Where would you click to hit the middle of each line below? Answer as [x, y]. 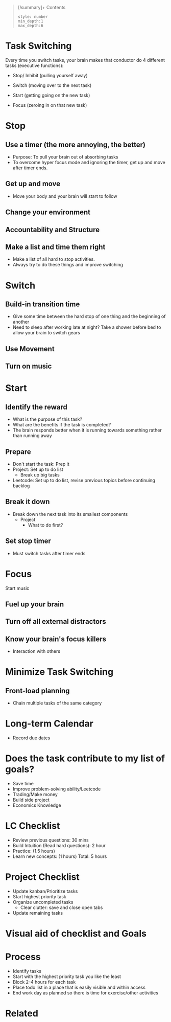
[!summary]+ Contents [42, 7]
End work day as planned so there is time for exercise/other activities [85, 993]
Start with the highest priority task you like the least [67, 976]
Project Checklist [43, 877]
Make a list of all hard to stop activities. [54, 259]
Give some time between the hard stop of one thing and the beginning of [89, 316]
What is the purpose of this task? [47, 419]
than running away [32, 436]
